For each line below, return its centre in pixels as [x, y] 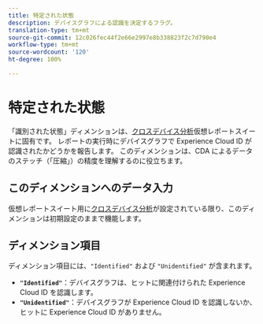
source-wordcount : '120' [49, 52]
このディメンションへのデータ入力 [91, 188]
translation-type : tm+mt [49, 30]
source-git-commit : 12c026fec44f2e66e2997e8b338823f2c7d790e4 [112, 37]
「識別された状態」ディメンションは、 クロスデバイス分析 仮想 [108, 131]
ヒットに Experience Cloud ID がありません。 [93, 312]
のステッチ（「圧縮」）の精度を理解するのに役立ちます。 [98, 160]
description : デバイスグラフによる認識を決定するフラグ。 [93, 23]
